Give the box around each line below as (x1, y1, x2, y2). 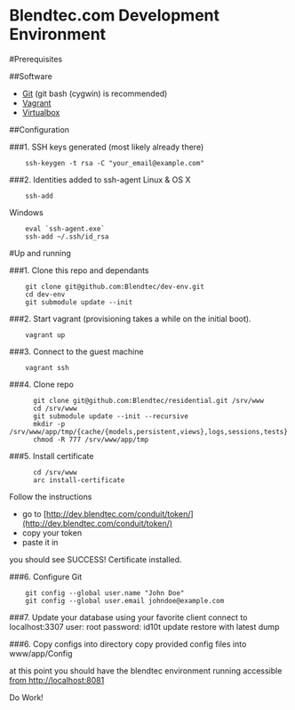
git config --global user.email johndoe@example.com (25, 596, 225, 605)
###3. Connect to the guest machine (9, 346, 144, 357)
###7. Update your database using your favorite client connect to (9, 611, 248, 623)
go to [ (21, 508, 47, 519)
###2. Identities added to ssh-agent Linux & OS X (9, 174, 191, 185)
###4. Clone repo (9, 379, 74, 390)
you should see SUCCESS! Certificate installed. (9, 553, 182, 565)
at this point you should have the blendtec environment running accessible (9, 665, 283, 676)
